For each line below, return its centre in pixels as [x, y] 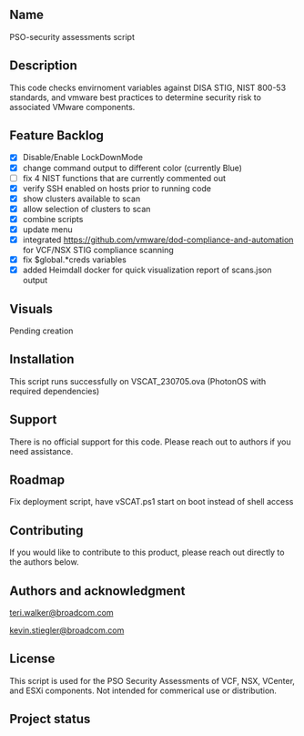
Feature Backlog [57, 136]
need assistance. [41, 451]
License [32, 659]
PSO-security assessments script [72, 36]
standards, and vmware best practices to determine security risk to [136, 97]
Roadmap [37, 480]
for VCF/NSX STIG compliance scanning [98, 250]
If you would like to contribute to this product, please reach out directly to [147, 552]
